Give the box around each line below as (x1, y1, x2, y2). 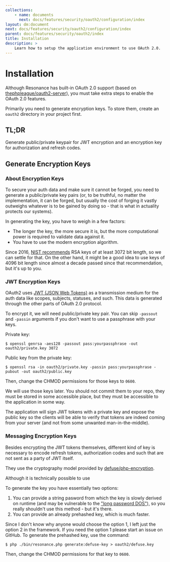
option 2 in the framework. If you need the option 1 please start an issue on (5, 526, 163, 533)
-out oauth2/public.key (21, 369, 72, 374)
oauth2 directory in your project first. (5, 111, 82, 117)
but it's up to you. (5, 265, 42, 272)
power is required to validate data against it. (12, 234, 105, 240)
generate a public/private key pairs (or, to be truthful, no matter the (5, 192, 147, 198)
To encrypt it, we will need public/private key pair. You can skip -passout (5, 310, 158, 317)
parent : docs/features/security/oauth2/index (5, 31, 104, 36)
